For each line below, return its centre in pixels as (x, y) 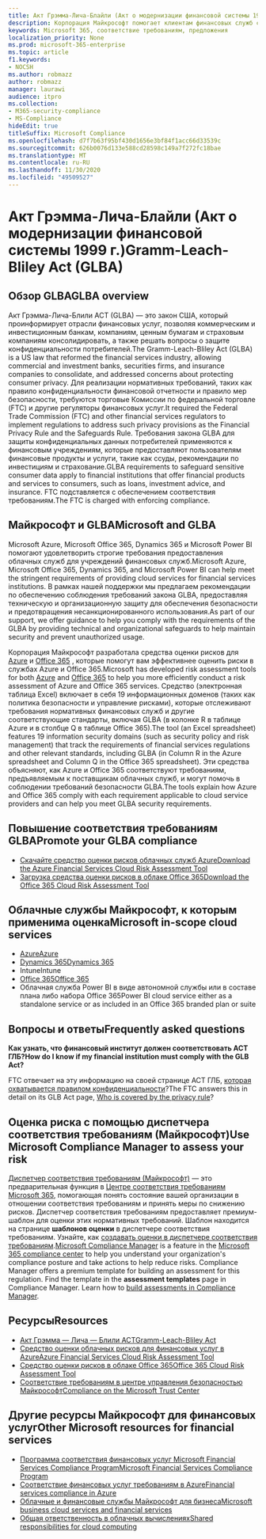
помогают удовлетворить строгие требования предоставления (116, 553)
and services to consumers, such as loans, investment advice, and (117, 483)
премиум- (240, 1211)
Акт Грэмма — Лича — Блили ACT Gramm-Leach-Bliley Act (118, 1339)
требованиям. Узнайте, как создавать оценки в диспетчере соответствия (133, 1237)
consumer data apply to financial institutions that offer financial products (127, 475)
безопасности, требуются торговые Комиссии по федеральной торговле (132, 399)
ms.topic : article (38, 52)
